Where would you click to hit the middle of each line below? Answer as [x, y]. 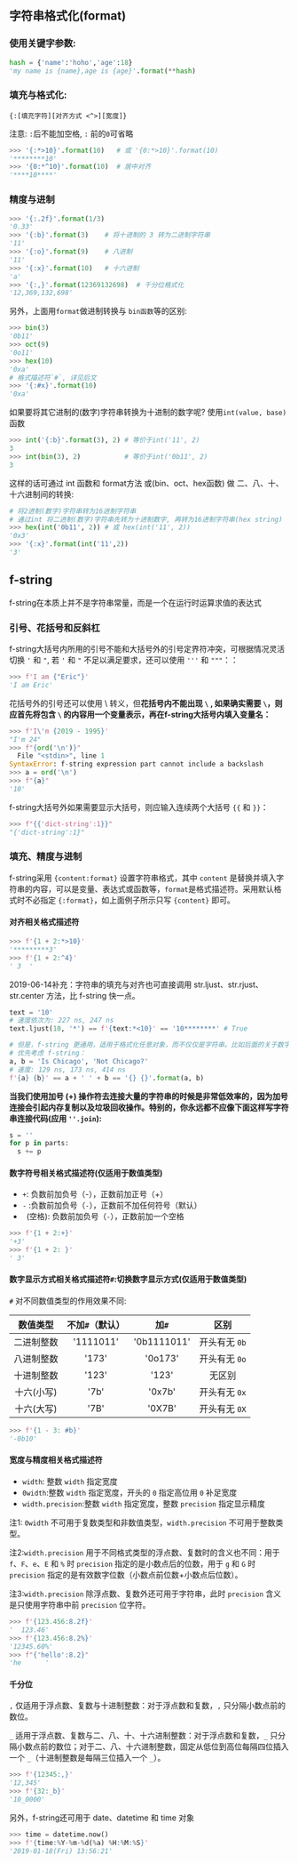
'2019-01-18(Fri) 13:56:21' [61, 1851]
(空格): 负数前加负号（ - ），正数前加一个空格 [105, 1217]
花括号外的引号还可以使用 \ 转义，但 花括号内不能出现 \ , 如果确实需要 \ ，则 [146, 703]
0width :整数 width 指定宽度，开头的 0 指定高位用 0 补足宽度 [129, 1493]
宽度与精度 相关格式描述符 [56, 1460]
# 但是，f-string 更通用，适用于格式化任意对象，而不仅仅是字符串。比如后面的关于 [143, 1045]
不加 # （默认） [96, 1325]
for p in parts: [39, 1144]
